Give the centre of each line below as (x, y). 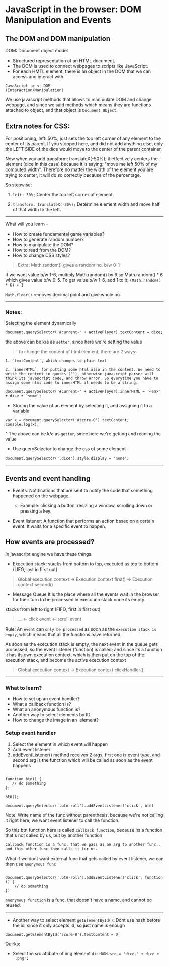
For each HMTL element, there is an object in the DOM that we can (82, 71)
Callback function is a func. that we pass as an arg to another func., (83, 845)
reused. (13, 905)
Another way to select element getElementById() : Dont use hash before (87, 920)
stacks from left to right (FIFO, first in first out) (53, 609)
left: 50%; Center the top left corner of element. (63, 194)
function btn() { (23, 779)
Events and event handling (48, 478)
